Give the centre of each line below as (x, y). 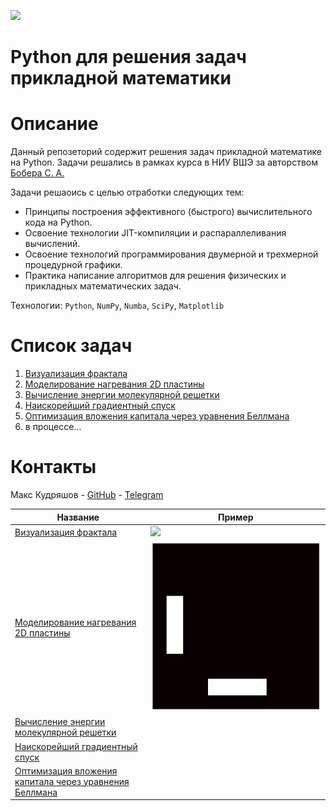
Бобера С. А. (37, 173)
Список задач (71, 346)
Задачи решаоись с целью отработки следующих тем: (127, 192)
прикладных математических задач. (103, 286)
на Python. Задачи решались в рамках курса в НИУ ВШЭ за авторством (164, 162)
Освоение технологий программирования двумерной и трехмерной (171, 254)
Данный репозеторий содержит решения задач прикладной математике (166, 152)
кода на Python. (58, 222)
